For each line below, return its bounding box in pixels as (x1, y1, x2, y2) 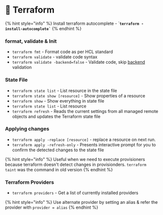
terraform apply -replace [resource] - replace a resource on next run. (12, 136, 156, 143)
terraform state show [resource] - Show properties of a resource (12, 92, 145, 99)
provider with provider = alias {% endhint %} (5, 204, 98, 211)
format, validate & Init (5, 37, 57, 44)
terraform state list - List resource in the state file (12, 88, 118, 93)
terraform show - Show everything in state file (12, 98, 105, 104)
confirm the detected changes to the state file (12, 147, 104, 153)
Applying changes (5, 125, 50, 132)
